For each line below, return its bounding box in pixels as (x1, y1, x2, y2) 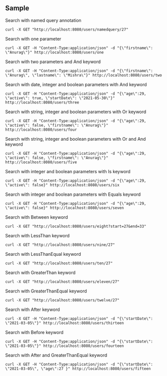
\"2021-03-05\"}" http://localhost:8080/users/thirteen (5, 320, 124, 325)
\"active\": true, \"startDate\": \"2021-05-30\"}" (5, 95, 115, 101)
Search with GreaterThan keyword (5, 269, 76, 275)
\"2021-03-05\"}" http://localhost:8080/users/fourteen (5, 343, 124, 348)
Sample (5, 4, 29, 13)
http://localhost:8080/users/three (5, 100, 79, 105)
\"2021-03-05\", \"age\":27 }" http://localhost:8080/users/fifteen (5, 366, 151, 371)
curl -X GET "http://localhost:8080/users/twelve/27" (5, 297, 120, 302)
